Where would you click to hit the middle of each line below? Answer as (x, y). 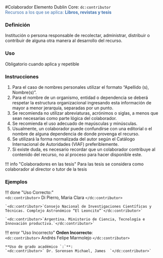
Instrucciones (22, 77)
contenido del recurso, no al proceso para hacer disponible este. (77, 154)
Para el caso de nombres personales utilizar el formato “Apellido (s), (81, 87)
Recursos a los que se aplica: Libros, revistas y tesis (58, 12)
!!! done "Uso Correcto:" (29, 193)
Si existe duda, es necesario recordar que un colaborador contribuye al (84, 149)
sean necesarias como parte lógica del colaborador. (64, 118)
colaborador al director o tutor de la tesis (46, 169)
